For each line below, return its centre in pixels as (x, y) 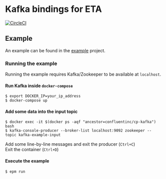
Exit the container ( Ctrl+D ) (32, 150)
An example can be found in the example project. (55, 50)
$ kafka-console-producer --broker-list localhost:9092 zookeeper (75, 131)
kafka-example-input (39, 135)
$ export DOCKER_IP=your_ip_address (43, 96)
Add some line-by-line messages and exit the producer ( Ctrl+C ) (70, 144)
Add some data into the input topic (41, 111)
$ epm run (15, 172)
